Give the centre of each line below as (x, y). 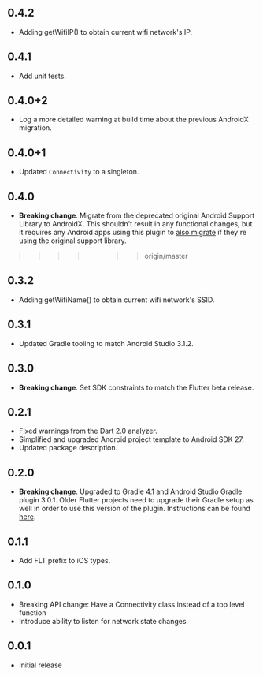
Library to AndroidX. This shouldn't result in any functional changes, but (135, 224)
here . (27, 517)
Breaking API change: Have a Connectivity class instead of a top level (131, 604)
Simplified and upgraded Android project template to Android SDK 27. (131, 439)
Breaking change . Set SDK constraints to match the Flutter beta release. (136, 387)
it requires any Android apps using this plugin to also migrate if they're (133, 233)
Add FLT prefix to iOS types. (65, 560)
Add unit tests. (42, 76)
